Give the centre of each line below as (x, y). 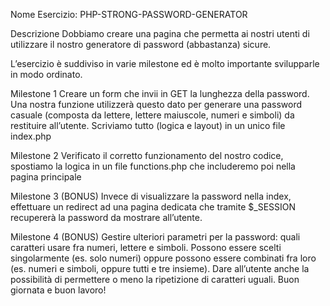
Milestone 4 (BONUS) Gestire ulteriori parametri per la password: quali (155, 237)
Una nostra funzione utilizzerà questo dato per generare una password (156, 104)
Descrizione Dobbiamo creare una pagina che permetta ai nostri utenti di (160, 33)
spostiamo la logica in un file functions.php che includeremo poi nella (153, 166)
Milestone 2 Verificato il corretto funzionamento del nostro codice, (147, 155)
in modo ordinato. (46, 74)
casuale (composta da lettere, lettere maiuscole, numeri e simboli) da (152, 115)
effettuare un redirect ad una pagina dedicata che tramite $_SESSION (153, 207)
